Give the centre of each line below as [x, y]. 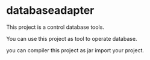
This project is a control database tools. [55, 27]
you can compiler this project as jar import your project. [75, 50]
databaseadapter [50, 10]
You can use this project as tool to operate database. [72, 38]
